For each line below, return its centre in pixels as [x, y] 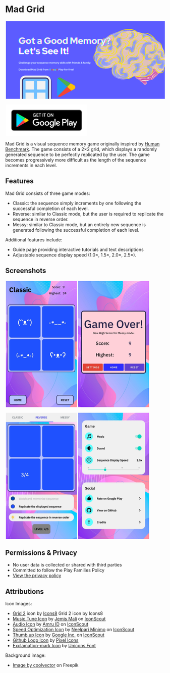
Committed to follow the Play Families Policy [59, 570]
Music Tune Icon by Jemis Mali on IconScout [59, 619]
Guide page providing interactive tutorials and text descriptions [78, 249]
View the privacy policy [37, 576]
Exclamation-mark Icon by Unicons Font [54, 646]
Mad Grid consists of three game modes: [48, 193]
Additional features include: [34, 240]
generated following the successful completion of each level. [76, 230]
